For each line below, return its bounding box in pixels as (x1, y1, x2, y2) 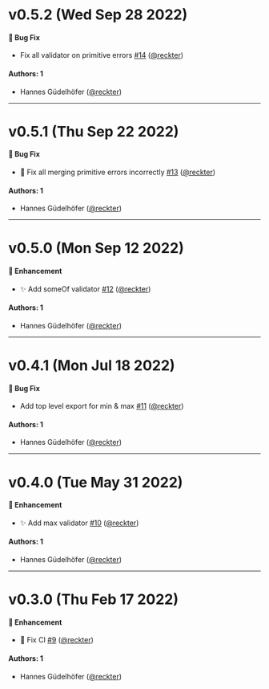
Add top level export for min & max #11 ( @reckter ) (19, 402, 184, 411)
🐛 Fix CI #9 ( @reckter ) (19, 635, 94, 645)
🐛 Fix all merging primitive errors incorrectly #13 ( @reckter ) (19, 167, 216, 177)
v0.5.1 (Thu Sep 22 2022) (8, 122, 179, 141)
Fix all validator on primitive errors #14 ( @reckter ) (19, 51, 184, 60)
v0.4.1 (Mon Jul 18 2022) (8, 356, 175, 374)
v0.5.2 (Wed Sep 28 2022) (8, 6, 188, 24)
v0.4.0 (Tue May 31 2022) (8, 473, 183, 491)
